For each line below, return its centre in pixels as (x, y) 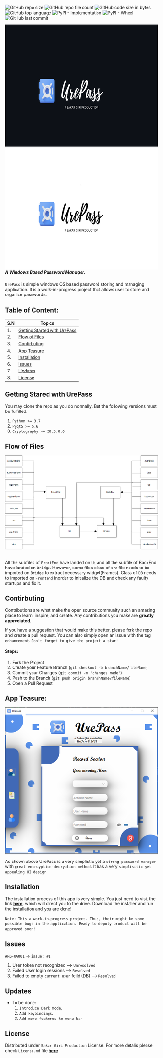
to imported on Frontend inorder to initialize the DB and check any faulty (77, 578)
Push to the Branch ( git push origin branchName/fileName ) (71, 678)
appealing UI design (26, 872)
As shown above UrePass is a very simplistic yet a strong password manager (81, 861)
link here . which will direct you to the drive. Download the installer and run (79, 904)
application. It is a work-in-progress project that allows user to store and (77, 290)
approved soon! (20, 929)
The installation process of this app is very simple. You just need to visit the (81, 899)
